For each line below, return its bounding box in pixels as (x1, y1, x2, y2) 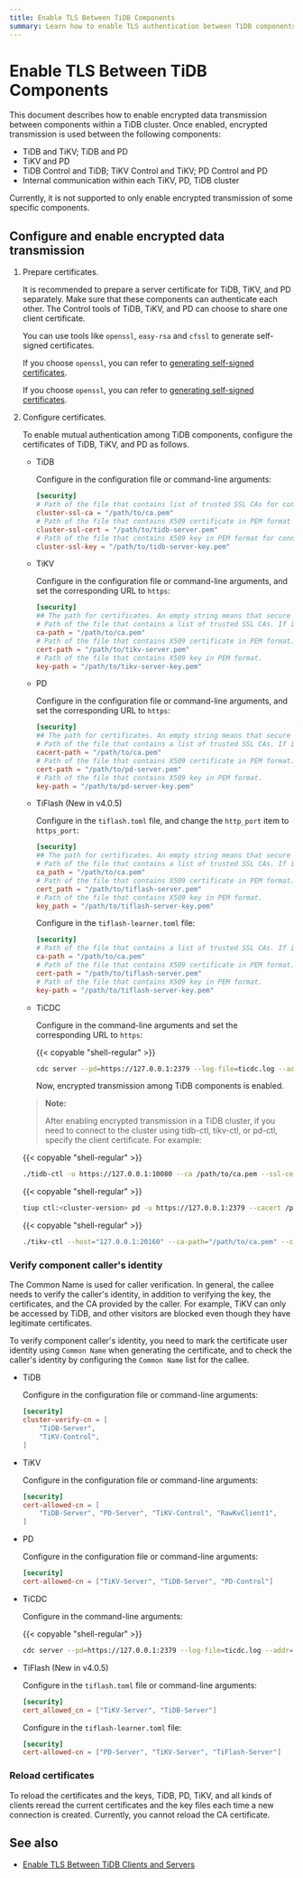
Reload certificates (9, 1769, 95, 1782)
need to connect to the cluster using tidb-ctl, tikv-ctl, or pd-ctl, (44, 1125, 278, 1136)
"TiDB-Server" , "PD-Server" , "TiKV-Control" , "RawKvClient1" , (39, 1509, 278, 1518)
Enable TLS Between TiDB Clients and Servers (22, 1859, 196, 1870)
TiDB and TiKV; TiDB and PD (22, 146, 129, 157)
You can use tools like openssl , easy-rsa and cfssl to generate (22, 331, 255, 342)
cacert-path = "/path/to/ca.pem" (35, 748, 162, 757)
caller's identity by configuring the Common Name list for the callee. (9, 1354, 250, 1365)
